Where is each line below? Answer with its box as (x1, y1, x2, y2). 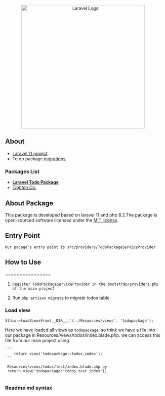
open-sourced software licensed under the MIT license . (5, 217, 119, 223)
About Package (5, 199, 53, 207)
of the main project (12, 286, 55, 291)
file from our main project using (5, 337, 69, 343)
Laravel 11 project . (12, 150, 49, 156)
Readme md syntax (5, 384, 53, 391)
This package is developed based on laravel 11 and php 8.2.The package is (5, 212, 158, 218)
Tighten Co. (12, 184, 37, 190)
